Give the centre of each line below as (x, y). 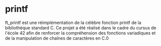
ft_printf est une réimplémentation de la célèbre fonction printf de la (73, 23)
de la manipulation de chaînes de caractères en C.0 (57, 38)
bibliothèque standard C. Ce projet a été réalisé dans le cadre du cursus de (81, 27)
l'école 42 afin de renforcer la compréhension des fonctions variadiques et (80, 33)
